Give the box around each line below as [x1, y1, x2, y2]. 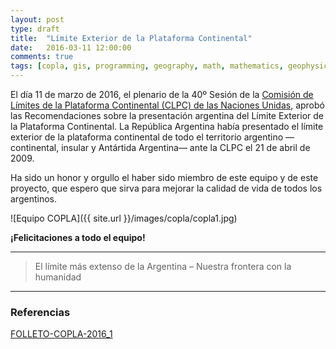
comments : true [10, 52, 74, 62]
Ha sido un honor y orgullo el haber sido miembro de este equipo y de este [10, 172, 319, 183]
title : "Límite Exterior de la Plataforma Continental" [10, 33, 253, 43]
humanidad [34, 271, 82, 283]
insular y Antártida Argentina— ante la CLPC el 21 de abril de [61, 142, 311, 153]
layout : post [10, 14, 65, 25]
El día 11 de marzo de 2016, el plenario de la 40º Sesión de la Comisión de [10, 89, 314, 100]
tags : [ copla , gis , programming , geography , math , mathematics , [10, 61, 284, 71]
